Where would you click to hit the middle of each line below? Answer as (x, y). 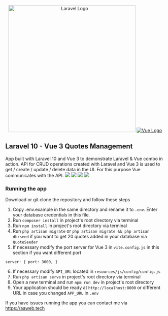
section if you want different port (47, 253)
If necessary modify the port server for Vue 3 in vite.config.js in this (86, 247)
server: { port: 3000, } (31, 262)
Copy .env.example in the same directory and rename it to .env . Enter (85, 210)
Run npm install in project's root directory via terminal (70, 226)
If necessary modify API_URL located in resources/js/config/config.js (87, 271)
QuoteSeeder (25, 242)
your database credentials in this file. (51, 215)
